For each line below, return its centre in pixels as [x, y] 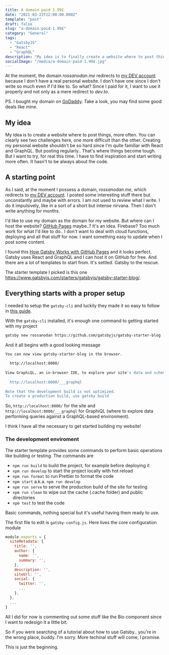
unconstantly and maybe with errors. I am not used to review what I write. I [82, 200]
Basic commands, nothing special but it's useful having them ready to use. [82, 513]
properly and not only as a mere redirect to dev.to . [57, 92]
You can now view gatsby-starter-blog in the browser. [64, 354]
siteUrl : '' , [28, 574]
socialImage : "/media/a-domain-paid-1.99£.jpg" [56, 61]
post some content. [25, 242]
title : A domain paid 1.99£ [35, 10]
